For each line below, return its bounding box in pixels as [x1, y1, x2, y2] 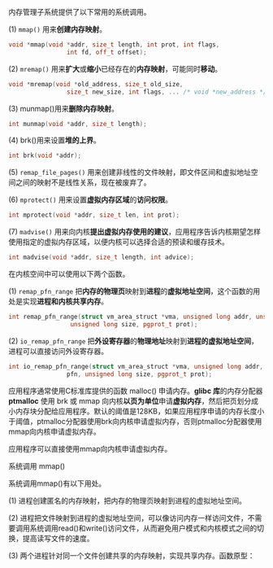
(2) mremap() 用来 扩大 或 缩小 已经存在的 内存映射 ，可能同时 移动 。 [8, 63, 222, 73]
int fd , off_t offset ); [66, 48, 148, 56]
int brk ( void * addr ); [8, 151, 82, 160]
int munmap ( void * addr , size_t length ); [8, 120, 148, 128]
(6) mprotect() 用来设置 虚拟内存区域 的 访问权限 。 [8, 194, 173, 205]
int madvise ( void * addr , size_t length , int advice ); [8, 253, 195, 262]
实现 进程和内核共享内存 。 [22, 296, 108, 306]
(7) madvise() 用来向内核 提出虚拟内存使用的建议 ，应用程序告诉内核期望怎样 [8, 227, 262, 237]
